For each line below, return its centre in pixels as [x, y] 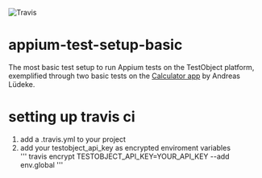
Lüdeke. [22, 84]
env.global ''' [42, 164]
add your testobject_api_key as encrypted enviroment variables [125, 147]
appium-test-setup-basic [96, 45]
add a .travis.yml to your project [73, 139]
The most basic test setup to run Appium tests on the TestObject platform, [131, 67]
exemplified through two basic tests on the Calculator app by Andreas [124, 76]
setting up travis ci [72, 117]
